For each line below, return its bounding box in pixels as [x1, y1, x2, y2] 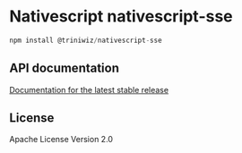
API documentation [9, 61, 119, 76]
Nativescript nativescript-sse [9, 6, 233, 27]
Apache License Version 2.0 [9, 134, 114, 145]
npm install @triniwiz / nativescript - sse [9, 36, 163, 45]
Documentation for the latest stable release [9, 84, 169, 95]
